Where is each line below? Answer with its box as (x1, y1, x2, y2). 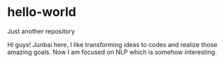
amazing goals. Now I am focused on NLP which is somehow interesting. (7, 48, 217, 56)
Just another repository (7, 27, 76, 35)
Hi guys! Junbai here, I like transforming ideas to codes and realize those (7, 40, 218, 48)
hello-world (7, 4, 77, 20)
